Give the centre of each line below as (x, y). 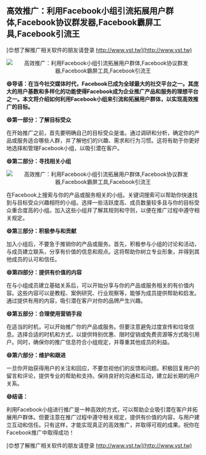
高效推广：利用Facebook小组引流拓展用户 (86, 11)
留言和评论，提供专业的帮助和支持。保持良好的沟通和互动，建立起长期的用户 (103, 375)
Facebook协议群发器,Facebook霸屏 (85, 22)
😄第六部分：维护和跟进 (36, 355)
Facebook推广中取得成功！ (40, 432)
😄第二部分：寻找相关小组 (39, 161)
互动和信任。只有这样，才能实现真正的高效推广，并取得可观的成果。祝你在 (105, 424)
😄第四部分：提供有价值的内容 (44, 272)
